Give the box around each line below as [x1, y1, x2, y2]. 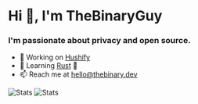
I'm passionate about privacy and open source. [8, 35, 191, 46]
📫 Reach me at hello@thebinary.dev [19, 70, 139, 79]
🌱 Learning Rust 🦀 [19, 61, 78, 70]
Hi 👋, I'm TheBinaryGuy [8, 7, 163, 25]
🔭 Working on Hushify [19, 52, 91, 62]
